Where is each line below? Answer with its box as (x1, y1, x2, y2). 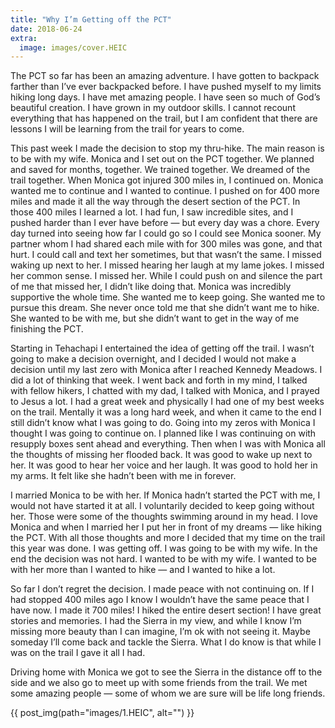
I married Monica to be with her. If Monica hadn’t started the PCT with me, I (10, 489, 321, 501)
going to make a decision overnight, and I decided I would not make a (10, 353, 297, 365)
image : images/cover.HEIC (19, 42, 128, 53)
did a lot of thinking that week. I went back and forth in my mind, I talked (10, 374, 308, 386)
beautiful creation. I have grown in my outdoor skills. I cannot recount (10, 102, 296, 114)
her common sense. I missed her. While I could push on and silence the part (10, 270, 323, 282)
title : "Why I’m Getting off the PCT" (10, 14, 172, 25)
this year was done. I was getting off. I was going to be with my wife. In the (10, 542, 318, 555)
